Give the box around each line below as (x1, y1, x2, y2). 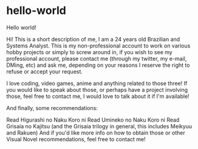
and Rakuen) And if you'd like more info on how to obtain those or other (6, 129, 185, 136)
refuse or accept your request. (6, 68, 83, 75)
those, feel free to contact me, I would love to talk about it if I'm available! (6, 92, 189, 100)
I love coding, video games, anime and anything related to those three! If (6, 80, 188, 87)
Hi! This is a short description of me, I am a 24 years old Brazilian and (6, 35, 180, 43)
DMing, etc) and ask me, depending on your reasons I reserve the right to (6, 61, 190, 69)
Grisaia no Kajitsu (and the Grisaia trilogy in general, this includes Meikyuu (6, 122, 193, 130)
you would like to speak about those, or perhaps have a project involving (6, 86, 188, 93)
